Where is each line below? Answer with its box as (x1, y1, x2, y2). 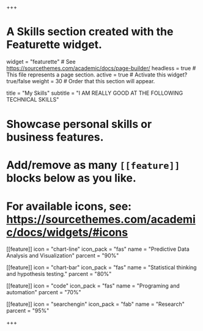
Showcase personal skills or (6, 117, 152, 132)
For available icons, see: (6, 199, 132, 213)
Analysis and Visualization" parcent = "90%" (6, 252, 119, 259)
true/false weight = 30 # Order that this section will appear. (6, 77, 155, 84)
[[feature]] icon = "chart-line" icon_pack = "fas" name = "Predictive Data (6, 245, 190, 253)
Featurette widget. (6, 38, 103, 52)
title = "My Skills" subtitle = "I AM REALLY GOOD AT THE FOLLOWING (6, 89, 183, 97)
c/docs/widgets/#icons (6, 225, 128, 239)
